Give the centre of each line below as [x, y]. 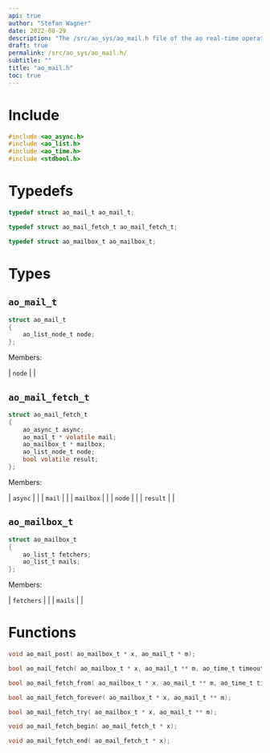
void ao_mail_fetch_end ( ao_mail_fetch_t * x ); [90, 741]
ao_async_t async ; [53, 429]
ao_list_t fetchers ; [57, 555]
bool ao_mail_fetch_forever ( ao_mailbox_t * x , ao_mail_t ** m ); [120, 698]
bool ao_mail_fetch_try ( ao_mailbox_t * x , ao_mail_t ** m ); [113, 712]
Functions [42, 633]
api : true [25, 16]
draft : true [28, 46]
